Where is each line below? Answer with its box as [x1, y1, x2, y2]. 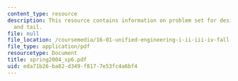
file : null [7, 30, 40, 37]
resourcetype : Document [7, 50, 78, 57]
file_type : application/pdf [7, 43, 91, 50]
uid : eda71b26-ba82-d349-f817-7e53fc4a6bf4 [7, 63, 138, 70]
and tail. [13, 23, 42, 30]
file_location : [7, 37, 52, 44]
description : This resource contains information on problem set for [7, 17, 217, 24]
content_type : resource [7, 10, 78, 18]
